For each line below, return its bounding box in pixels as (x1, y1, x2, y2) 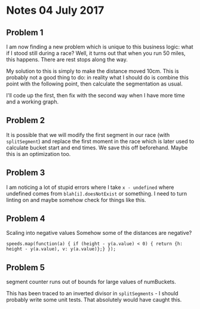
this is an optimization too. (6, 150, 71, 157)
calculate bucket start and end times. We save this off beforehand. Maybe (6, 144, 188, 151)
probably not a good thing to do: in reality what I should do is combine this (6, 74, 189, 81)
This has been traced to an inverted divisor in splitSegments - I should (6, 290, 179, 297)
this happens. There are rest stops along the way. (6, 56, 128, 63)
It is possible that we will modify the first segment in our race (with (6, 131, 170, 138)
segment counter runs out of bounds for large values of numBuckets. (6, 279, 176, 286)
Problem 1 (6, 27, 44, 38)
